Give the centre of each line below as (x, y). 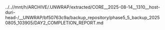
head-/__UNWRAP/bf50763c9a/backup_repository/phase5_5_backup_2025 (82, 17)
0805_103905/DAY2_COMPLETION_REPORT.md (54, 23)
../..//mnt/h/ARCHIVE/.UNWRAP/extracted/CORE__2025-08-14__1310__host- (83, 7)
